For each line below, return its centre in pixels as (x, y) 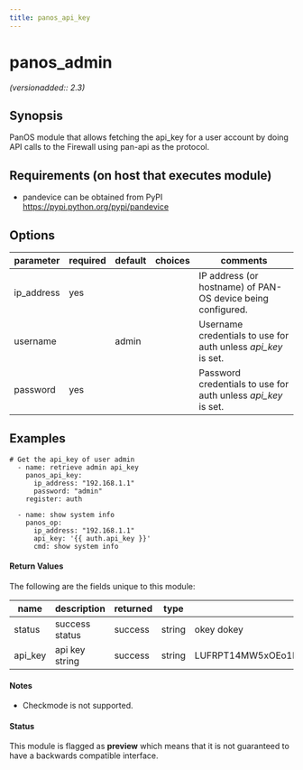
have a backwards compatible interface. (84, 756)
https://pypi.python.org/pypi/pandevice (96, 207)
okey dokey (219, 630)
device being (241, 298)
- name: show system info (66, 515)
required (87, 260)
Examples (37, 439)
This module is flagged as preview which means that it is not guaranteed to (150, 747)
